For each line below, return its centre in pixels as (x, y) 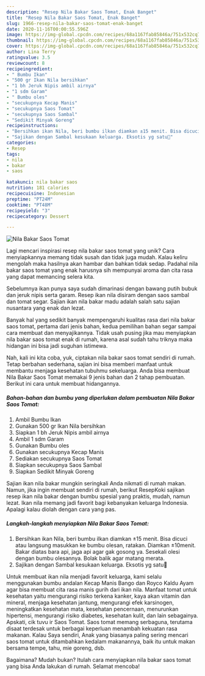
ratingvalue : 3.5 (28, 57)
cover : (15, 46)
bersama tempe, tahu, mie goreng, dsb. (56, 648)
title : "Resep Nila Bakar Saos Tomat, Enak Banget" (73, 18)
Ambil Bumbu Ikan (38, 420)
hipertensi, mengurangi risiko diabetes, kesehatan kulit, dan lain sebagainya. (102, 615)
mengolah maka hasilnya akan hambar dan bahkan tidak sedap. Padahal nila (102, 264)
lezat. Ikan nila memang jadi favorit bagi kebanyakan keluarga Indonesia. (97, 503)
